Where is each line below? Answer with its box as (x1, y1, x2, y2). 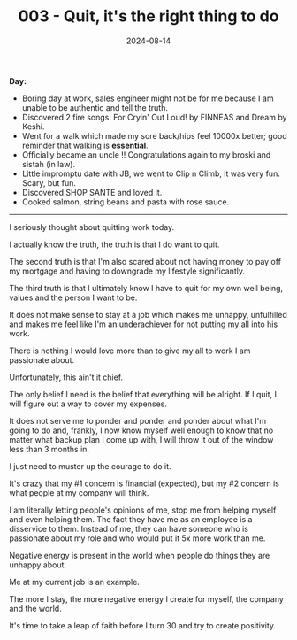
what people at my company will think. (9, 487, 149, 497)
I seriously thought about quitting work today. (9, 221, 175, 232)
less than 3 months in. (9, 443, 90, 454)
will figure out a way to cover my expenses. (9, 398, 168, 409)
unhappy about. (9, 559, 67, 570)
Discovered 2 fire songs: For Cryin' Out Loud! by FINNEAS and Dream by (21, 112, 287, 122)
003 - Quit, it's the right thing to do (18, 6, 279, 27)
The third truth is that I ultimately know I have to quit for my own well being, (9, 282, 284, 293)
